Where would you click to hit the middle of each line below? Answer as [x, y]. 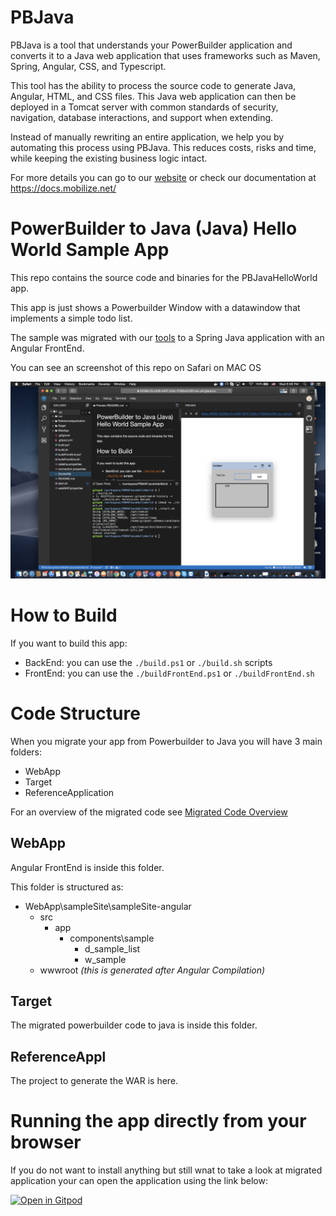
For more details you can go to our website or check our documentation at [163, 177]
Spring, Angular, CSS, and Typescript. [88, 66]
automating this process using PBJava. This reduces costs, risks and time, [163, 147]
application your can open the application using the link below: [139, 1181]
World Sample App [90, 250]
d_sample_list [112, 948]
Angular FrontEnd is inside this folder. [87, 867]
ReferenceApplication [69, 792]
